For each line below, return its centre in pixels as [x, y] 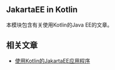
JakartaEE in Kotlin [42, 10]
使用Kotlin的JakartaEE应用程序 [52, 61]
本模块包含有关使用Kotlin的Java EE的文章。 [59, 25]
